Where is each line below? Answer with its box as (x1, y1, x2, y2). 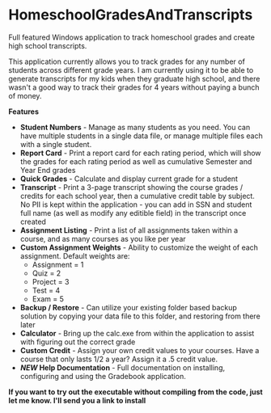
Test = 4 (32, 285, 61, 295)
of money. (8, 91, 42, 100)
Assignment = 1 (32, 259, 84, 269)
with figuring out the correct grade (19, 337, 136, 347)
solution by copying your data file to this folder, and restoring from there (19, 311, 260, 321)
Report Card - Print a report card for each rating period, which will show (19, 148, 261, 158)
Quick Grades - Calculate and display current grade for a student (19, 174, 239, 183)
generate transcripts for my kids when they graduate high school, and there (8, 74, 260, 83)
